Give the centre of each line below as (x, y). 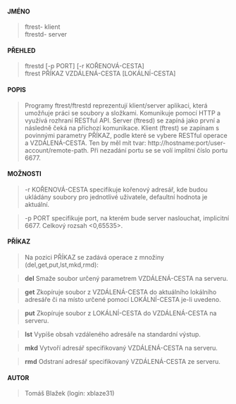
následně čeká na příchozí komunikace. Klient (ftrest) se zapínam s (122, 127)
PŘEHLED (21, 50)
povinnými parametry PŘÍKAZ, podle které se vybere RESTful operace (126, 135)
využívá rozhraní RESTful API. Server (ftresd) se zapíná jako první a (122, 120)
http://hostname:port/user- (187, 143)
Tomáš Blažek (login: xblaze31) (69, 393)
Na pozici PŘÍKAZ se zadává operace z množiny (94, 258)
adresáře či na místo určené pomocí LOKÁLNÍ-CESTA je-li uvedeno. (123, 300)
